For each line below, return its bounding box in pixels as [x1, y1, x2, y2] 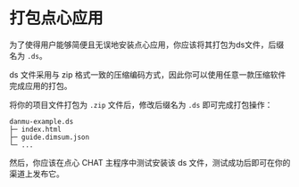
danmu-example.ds [9, 117, 74, 126]
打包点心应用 [9, 8, 104, 28]
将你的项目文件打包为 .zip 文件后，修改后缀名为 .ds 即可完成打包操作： [9, 99, 273, 110]
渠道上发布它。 [9, 168, 64, 179]
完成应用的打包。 [9, 80, 72, 91]
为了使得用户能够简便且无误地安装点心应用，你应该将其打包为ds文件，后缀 [9, 39, 284, 50]
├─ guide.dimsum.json [9, 133, 90, 142]
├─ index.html [9, 125, 62, 134]
